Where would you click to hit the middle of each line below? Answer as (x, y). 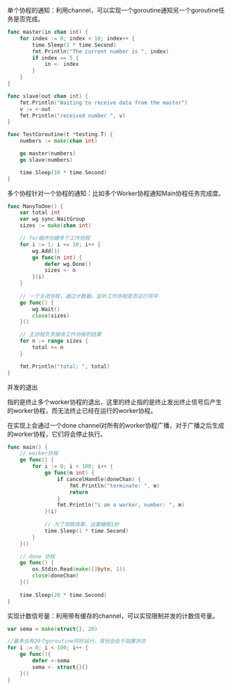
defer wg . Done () (68, 264)
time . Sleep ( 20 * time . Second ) (64, 595)
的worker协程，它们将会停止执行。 (57, 434)
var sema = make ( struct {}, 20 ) (52, 629)
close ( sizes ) (51, 315)
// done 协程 (38, 556)
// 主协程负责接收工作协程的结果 (61, 335)
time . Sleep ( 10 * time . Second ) (64, 172)
